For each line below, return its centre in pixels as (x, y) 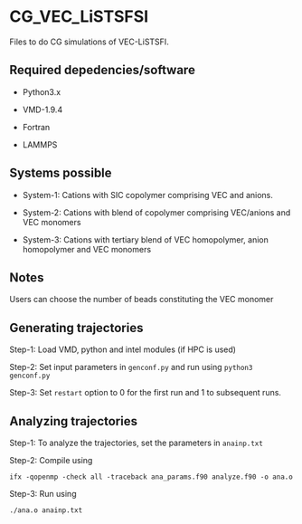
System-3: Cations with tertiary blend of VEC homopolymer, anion (145, 239)
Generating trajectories (76, 328)
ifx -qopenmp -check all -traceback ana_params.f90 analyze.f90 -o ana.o (151, 477)
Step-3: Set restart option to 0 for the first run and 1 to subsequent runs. (146, 393)
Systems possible (61, 173)
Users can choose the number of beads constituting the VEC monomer (142, 300)
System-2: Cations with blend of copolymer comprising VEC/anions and (156, 212)
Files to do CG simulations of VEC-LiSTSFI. (89, 42)
